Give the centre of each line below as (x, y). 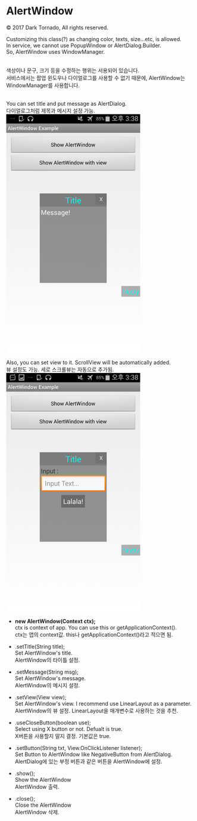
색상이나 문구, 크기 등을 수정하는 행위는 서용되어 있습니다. (73, 70)
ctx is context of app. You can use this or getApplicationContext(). (96, 627)
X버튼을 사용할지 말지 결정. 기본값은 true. (63, 736)
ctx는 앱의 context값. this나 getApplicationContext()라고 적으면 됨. (94, 634)
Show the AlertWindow (43, 779)
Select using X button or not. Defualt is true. (69, 729)
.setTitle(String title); (40, 646)
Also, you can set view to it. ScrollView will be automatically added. (88, 362)
